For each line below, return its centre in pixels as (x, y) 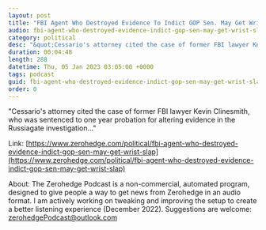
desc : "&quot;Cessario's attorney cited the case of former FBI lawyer (129, 45)
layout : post (30, 15)
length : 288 (28, 60)
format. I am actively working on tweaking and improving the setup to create (133, 201)
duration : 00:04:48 (40, 52)
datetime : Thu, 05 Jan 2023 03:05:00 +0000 (81, 67)
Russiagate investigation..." (52, 128)
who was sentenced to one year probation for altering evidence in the (122, 120)
